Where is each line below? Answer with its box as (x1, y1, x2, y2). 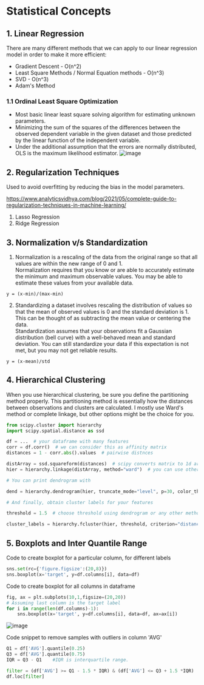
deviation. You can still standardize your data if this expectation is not (15, 340, 189, 347)
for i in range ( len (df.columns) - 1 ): (6, 606, 99, 612)
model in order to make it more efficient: (6, 51, 107, 58)
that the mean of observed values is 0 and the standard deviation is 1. (15, 308, 189, 315)
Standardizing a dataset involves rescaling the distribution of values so (15, 302, 192, 309)
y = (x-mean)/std (6, 358, 50, 365)
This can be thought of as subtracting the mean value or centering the (15, 314, 191, 322)
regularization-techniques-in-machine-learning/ (6, 201, 126, 209)
